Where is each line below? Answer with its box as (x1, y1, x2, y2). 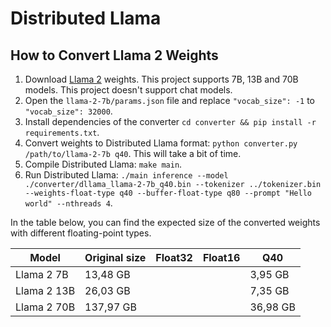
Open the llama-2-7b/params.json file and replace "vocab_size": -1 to (24, 95, 315, 106)
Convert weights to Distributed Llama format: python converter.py (24, 137, 298, 149)
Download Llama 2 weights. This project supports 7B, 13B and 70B (24, 73, 299, 85)
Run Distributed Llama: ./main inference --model (24, 169, 229, 181)
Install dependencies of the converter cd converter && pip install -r (24, 116, 317, 127)
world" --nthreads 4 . (24, 197, 113, 209)
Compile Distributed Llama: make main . (24, 158, 183, 170)
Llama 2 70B (15, 300, 76, 314)
